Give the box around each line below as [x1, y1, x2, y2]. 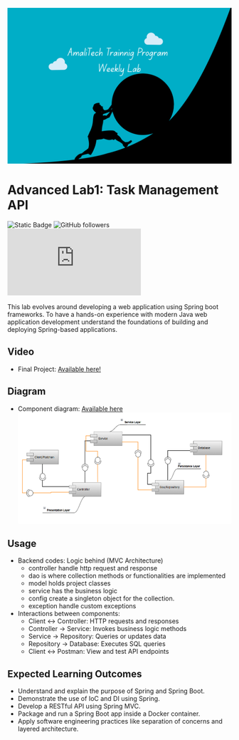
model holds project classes [28, 579, 111, 588]
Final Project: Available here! [17, 365, 102, 373]
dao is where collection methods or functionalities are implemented [28, 571, 226, 580]
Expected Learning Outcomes [7, 667, 142, 680]
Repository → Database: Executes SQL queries [28, 640, 166, 648]
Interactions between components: [17, 610, 120, 618]
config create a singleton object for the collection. [28, 594, 175, 603]
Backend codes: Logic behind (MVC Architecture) [17, 556, 164, 565]
